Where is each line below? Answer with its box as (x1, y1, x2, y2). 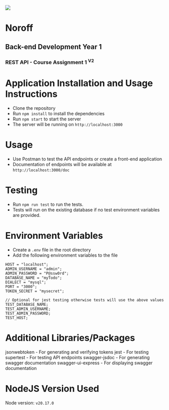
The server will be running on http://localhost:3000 (12, 121, 123, 127)
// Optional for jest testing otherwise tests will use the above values (5, 297, 164, 302)
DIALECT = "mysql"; (5, 279, 47, 285)
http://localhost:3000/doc (12, 168, 70, 173)
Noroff (5, 22, 33, 34)
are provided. (12, 212, 41, 218)
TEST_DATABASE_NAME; (5, 302, 49, 307)
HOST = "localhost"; (5, 262, 49, 267)
